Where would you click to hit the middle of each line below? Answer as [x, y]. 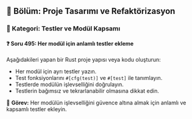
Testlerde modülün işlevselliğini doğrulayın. [69, 84]
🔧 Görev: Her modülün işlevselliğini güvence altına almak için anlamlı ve [96, 103]
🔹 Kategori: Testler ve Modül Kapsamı [63, 29]
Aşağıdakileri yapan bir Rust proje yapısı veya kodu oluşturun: [84, 59]
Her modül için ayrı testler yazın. [56, 71]
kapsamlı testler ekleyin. [37, 109]
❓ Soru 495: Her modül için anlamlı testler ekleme [70, 43]
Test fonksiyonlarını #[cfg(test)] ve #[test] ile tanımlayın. [89, 78]
